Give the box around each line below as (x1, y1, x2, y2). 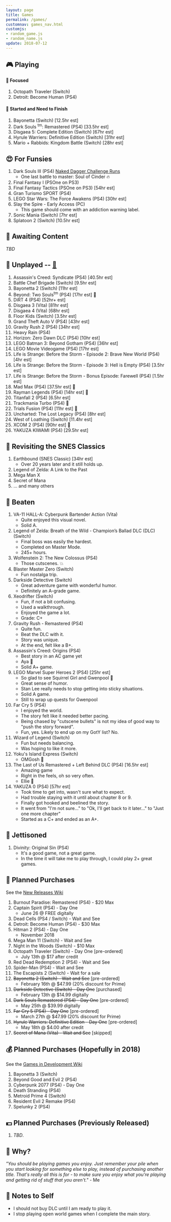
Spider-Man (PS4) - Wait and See (13, 964, 84, 970)
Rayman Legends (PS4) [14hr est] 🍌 (13, 389, 89, 396)
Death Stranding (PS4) (13, 1087, 61, 1094)
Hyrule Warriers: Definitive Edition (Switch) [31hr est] (13, 134, 125, 141)
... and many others (13, 483, 54, 489)
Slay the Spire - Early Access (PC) (13, 201, 85, 207)
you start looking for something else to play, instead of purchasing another (6, 1166, 164, 1172)
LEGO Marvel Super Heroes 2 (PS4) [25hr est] (13, 669, 111, 675)
